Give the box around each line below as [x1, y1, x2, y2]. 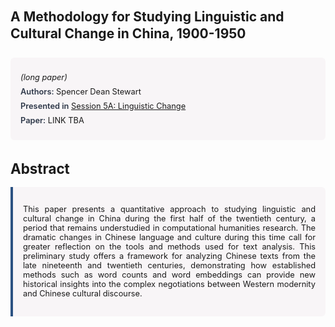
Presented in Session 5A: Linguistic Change [20, 100, 187, 111]
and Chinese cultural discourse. [23, 288, 143, 299]
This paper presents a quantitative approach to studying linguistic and [23, 204, 316, 215]
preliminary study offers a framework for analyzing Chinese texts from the [23, 251, 316, 262]
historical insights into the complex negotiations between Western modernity [23, 279, 316, 290]
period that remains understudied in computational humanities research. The [23, 223, 316, 234]
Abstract [10, 159, 70, 177]
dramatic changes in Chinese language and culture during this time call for [23, 232, 316, 243]
